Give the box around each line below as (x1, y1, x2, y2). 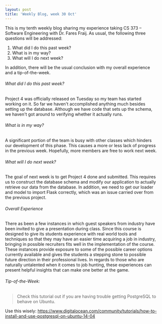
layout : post (5, 7, 32, 12)
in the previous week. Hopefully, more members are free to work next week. (5, 148, 157, 153)
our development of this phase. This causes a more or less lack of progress (5, 142, 156, 148)
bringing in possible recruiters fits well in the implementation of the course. (5, 241, 155, 247)
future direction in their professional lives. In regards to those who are (5, 257, 145, 263)
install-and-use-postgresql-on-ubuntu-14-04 (5, 313, 96, 319)
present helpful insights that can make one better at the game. (5, 267, 130, 273)
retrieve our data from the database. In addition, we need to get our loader (5, 184, 154, 190)
